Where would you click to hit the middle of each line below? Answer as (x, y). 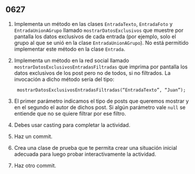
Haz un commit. (33, 136)
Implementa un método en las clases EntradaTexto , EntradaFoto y (93, 24)
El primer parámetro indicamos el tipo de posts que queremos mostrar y (101, 101)
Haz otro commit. (35, 165)
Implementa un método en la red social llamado (72, 60)
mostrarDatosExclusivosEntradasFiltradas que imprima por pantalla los (101, 67)
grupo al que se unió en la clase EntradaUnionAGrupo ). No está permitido (101, 42)
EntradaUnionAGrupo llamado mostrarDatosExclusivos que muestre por (99, 30)
